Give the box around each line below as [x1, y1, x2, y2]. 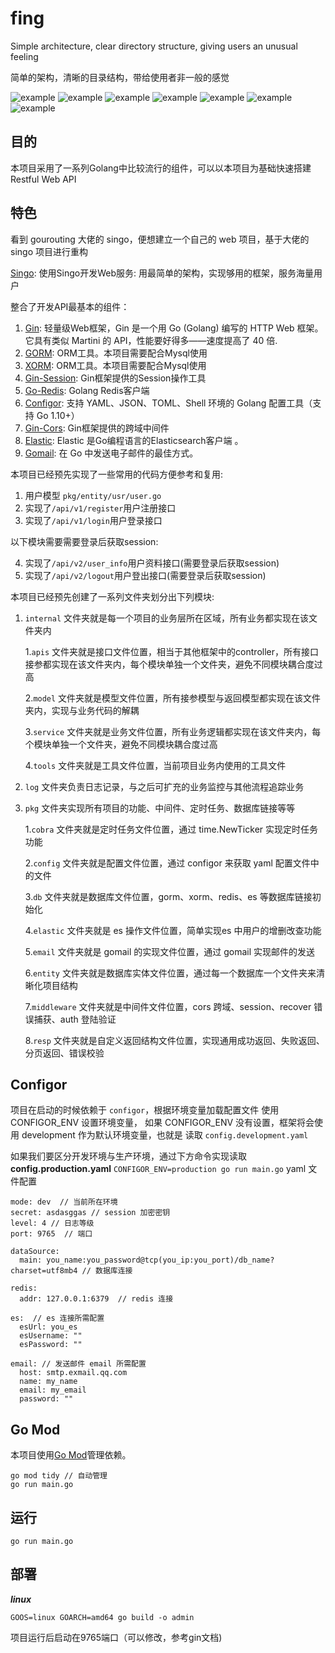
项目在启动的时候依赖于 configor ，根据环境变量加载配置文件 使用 [10, 1104, 280, 1116]
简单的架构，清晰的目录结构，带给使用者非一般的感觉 [10, 71, 230, 83]
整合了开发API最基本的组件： [10, 300, 130, 312]
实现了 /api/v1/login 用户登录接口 [24, 514, 163, 526]
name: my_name [19, 1377, 78, 1387]
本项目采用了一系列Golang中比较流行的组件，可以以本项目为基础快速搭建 [10, 162, 312, 174]
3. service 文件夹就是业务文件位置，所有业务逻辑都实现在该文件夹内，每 [24, 725, 322, 737]
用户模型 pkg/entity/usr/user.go [24, 489, 162, 501]
